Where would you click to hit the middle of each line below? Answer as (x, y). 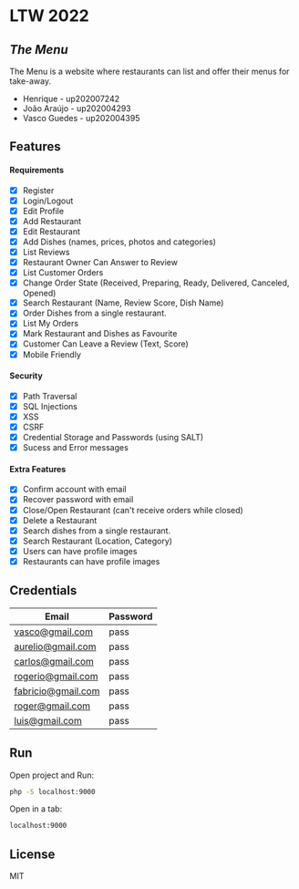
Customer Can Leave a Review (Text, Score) (105, 344)
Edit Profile (43, 211)
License (32, 854)
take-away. (31, 81)
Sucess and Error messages (76, 448)
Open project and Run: (52, 775)
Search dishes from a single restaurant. (97, 531)
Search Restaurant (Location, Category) (98, 541)
